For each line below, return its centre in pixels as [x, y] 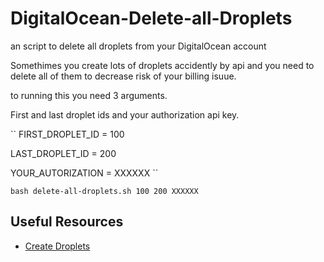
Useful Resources [67, 222]
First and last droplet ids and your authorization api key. [125, 114]
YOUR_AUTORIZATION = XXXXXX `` [84, 173]
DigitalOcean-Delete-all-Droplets [151, 18]
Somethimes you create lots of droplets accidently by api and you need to [162, 65]
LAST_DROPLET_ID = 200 [63, 153]
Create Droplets [57, 246]
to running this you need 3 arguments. [89, 95]
